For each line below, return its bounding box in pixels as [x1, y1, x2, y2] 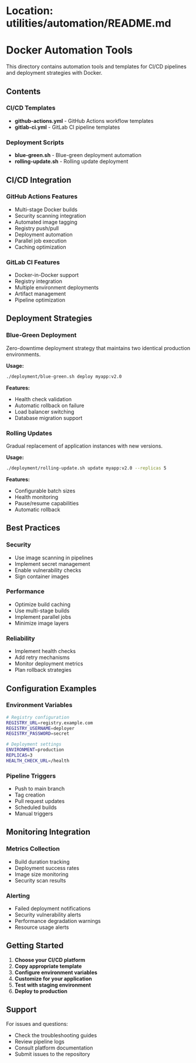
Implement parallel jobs [14, 613, 72, 620]
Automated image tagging [14, 218, 77, 225]
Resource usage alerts [14, 924, 69, 931]
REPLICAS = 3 [6, 752, 33, 758]
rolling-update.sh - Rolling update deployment [14, 158, 129, 165]
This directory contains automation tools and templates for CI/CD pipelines [6, 63, 187, 70]
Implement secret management [14, 560, 90, 567]
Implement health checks [14, 648, 76, 655]
